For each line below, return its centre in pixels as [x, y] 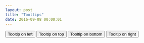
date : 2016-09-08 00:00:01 [34, 19]
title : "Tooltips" [25, 15]
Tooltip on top [51, 34]
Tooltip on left [20, 34]
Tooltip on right [122, 34]
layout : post [19, 10]
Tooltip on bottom [86, 34]
